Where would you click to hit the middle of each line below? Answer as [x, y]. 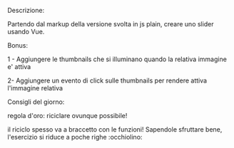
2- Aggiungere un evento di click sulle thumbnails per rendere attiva [107, 80]
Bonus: [18, 45]
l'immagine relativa [35, 88]
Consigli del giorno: [36, 102]
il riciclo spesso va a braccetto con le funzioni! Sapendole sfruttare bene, [115, 129]
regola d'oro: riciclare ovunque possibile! [67, 116]
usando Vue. [26, 32]
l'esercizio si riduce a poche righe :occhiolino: [75, 137]
